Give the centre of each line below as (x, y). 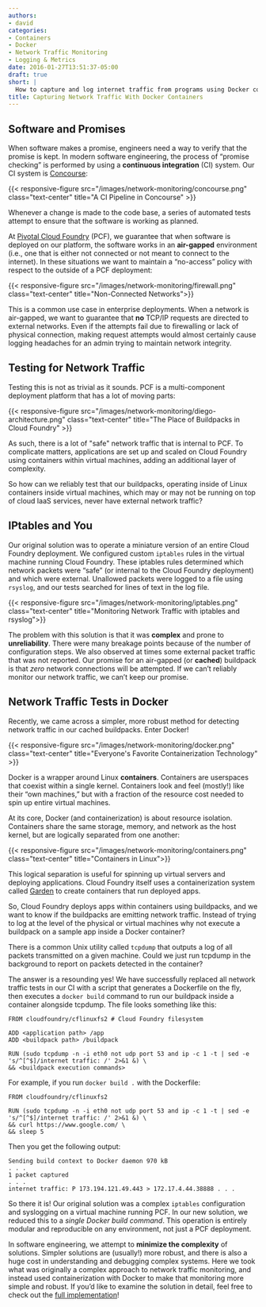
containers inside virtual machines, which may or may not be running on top (132, 492)
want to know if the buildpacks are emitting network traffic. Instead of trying (132, 915)
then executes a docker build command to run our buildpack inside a (121, 996)
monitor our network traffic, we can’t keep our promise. (99, 677)
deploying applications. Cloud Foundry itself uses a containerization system (132, 882)
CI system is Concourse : (48, 173)
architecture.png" (37, 419)
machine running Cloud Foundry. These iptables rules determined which (126, 561)
